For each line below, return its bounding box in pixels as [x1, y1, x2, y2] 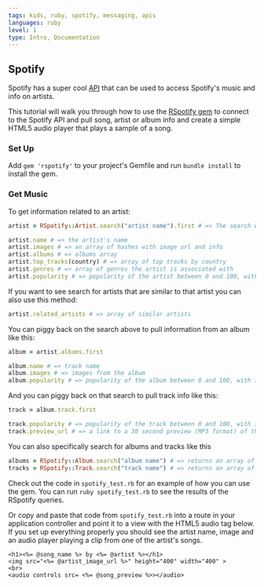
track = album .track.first [8, 406, 97, 414]
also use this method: [8, 295, 78, 304]
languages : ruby [8, 19, 61, 27]
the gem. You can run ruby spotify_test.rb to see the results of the [8, 487, 229, 496]
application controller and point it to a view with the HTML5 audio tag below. [8, 519, 255, 528]
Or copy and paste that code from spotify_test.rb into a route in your [8, 510, 236, 520]
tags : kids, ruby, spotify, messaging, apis [8, 11, 156, 20]
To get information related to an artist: [8, 206, 131, 216]
